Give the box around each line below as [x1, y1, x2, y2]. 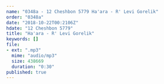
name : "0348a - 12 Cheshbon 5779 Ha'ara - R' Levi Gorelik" [6, 8, 159, 15]
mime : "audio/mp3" [11, 53, 58, 59]
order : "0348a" [6, 14, 44, 20]
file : [6, 42, 20, 48]
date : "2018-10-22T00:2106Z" [6, 20, 79, 25]
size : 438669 [11, 58, 44, 64]
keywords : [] [6, 36, 39, 42]
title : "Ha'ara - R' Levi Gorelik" [6, 31, 95, 37]
